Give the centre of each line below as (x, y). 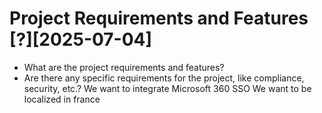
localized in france (62, 99)
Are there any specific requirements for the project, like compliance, (164, 78)
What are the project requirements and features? (124, 67)
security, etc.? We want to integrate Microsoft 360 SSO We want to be (167, 88)
